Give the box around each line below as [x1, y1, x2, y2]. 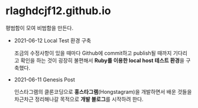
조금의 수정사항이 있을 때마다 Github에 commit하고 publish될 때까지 [14, 49, 172, 57]
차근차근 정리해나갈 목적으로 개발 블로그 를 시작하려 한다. [14, 96, 144, 103]
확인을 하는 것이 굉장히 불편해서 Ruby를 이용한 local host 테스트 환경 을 [20, 57, 184, 64]
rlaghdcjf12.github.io [5, 4, 111, 18]
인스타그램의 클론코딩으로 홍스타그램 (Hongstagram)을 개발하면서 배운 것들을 [14, 88, 192, 95]
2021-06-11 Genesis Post [14, 76, 75, 83]
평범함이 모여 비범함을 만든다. [5, 24, 74, 31]
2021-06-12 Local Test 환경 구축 [14, 37, 92, 44]
